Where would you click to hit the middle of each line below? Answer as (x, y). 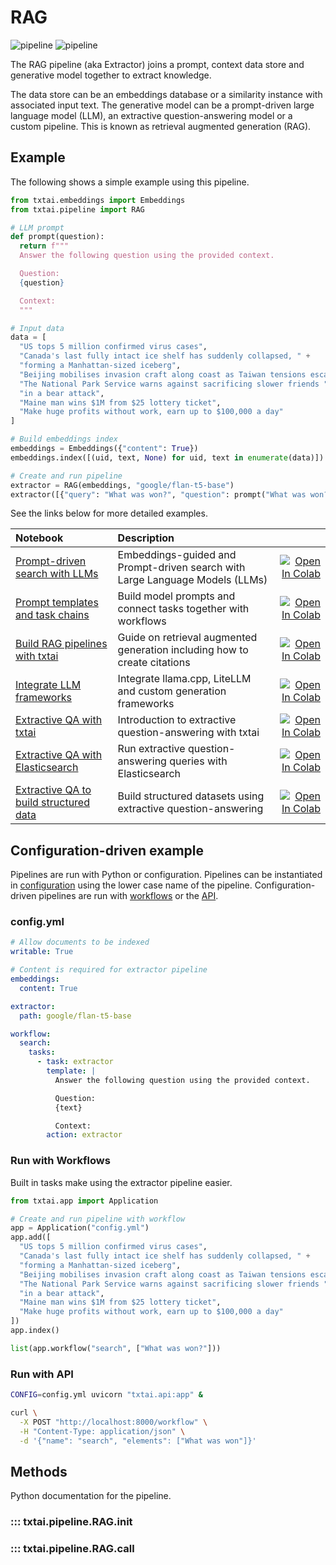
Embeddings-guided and (177, 555)
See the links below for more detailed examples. (109, 513)
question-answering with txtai (188, 733)
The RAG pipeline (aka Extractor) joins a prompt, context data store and (157, 64)
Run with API (42, 1374)
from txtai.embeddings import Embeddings (98, 200)
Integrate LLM (48, 685)
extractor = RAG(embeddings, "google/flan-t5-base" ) (122, 485)
